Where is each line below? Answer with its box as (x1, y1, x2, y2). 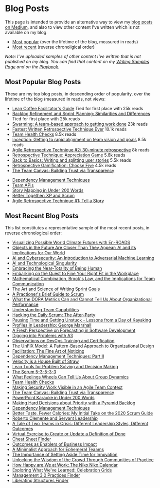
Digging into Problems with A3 (12, 332, 73, 338)
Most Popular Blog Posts (5, 78, 81, 86)
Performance (12, 301, 39, 307)
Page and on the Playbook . (5, 64, 60, 70)
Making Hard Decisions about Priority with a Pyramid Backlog (12, 400, 136, 406)
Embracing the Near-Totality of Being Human (12, 265, 102, 271)
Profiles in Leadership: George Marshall (12, 322, 91, 328)
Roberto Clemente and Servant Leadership (12, 415, 98, 421)
